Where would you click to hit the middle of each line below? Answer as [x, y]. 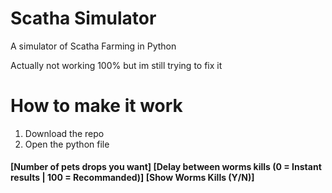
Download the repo [64, 133]
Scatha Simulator [83, 18]
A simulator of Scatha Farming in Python [93, 46]
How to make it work [96, 106]
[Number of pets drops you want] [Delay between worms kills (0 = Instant [166, 167]
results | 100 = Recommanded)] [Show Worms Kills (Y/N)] [132, 178]
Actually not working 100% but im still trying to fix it [116, 65]
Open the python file [67, 144]
